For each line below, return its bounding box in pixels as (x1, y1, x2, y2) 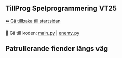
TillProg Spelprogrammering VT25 (5, 4, 117, 13)
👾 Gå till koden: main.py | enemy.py (5, 30, 80, 36)
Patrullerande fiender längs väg (5, 44, 108, 53)
